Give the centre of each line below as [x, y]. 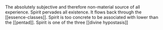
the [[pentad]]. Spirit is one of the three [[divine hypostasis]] [67, 22]
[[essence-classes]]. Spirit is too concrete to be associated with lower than [82, 17]
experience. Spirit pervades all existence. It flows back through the [74, 12]
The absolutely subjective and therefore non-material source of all [73, 7]
